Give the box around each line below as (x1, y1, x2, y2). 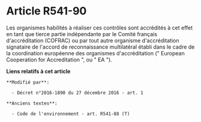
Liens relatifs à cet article (6, 67, 71, 75)
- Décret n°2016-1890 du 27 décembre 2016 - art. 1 (11, 90, 144, 96)
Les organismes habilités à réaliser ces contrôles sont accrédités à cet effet (6, 24, 193, 31)
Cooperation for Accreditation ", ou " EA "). (6, 56, 112, 63)
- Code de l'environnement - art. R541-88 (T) (11, 111, 130, 117)
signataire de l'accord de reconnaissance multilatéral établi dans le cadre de (6, 43, 195, 50)
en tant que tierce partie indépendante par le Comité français (6, 30, 158, 37)
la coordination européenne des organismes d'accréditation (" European (6, 49, 185, 56)
